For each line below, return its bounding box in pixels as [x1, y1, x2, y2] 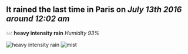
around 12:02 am [6, 14, 70, 24]
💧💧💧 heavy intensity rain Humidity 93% [6, 29, 100, 36]
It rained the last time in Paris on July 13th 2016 [6, 5, 182, 15]
